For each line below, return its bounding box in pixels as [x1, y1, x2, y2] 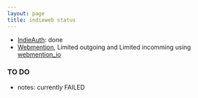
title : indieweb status [7, 17, 76, 23]
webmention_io [17, 50, 61, 59]
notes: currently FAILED [17, 83, 85, 91]
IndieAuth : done [17, 35, 63, 43]
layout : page [7, 10, 45, 17]
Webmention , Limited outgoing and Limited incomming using [17, 43, 191, 51]
